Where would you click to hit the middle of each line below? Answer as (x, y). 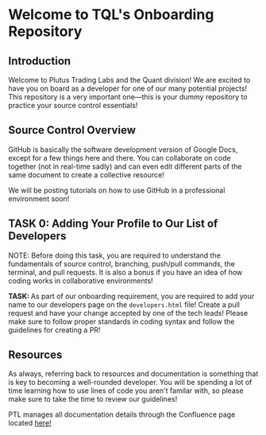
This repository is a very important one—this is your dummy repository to (128, 97)
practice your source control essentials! (73, 105)
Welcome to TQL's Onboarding (111, 15)
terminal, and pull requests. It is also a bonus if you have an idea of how (125, 272)
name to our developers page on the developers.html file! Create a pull (124, 305)
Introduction (40, 61)
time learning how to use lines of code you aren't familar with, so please (126, 390)
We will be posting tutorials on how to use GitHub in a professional (117, 190)
